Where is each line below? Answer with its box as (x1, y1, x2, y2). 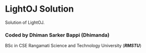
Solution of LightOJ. (5, 19, 45, 25)
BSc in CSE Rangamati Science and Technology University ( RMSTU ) (5, 43, 142, 49)
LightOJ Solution (5, 3, 74, 15)
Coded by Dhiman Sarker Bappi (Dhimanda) (5, 32, 110, 38)
